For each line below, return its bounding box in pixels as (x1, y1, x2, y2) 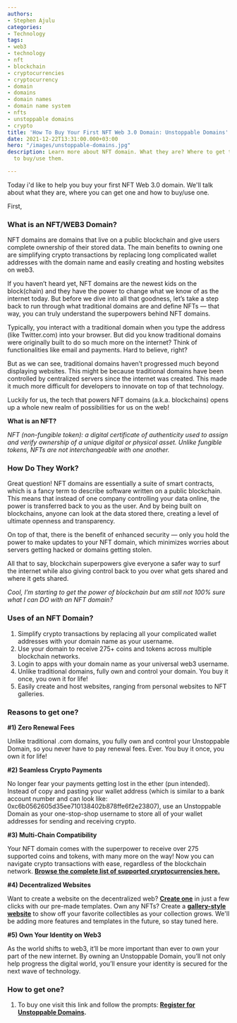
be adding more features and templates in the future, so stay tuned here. (7, 917, 219, 925)
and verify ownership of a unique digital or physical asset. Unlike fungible (7, 438, 222, 446)
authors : (7, 10, 33, 18)
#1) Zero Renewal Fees (7, 723, 75, 732)
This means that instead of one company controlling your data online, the (7, 495, 220, 503)
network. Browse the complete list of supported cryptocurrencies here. (7, 867, 220, 876)
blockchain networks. (17, 652, 80, 660)
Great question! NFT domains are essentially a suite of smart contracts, (7, 479, 214, 488)
